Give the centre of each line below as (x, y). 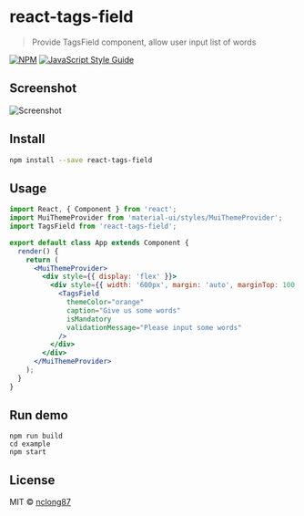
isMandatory (89, 319)
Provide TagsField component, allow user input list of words (144, 42)
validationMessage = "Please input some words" (155, 327)
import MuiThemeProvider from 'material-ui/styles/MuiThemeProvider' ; (146, 218)
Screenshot (43, 88)
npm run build (36, 436)
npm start (28, 452)
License (32, 480)
